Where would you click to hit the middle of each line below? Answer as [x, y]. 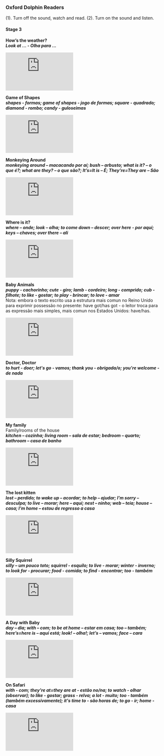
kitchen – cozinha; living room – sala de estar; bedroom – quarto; [73, 435]
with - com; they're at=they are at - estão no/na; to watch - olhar [73, 690]
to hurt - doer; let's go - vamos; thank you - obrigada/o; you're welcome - [82, 368]
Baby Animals [20, 285]
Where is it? [18, 222]
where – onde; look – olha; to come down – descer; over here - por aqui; [80, 227]
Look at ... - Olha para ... [31, 45]
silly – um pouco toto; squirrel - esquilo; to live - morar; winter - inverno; [81, 565]
